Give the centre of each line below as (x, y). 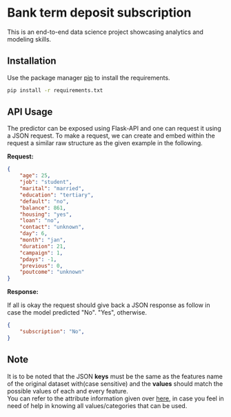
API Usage (30, 112)
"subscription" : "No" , (52, 332)
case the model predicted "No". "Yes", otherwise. (77, 313)
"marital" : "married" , (52, 189)
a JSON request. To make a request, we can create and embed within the (111, 136)
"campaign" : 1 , (41, 253)
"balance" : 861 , (43, 208)
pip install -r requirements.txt (55, 90)
